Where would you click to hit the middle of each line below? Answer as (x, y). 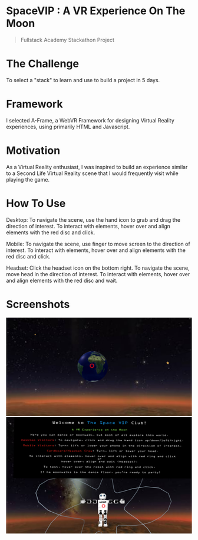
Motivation (33, 151)
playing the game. (28, 179)
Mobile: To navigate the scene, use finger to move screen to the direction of (98, 244)
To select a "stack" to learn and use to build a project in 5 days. (83, 80)
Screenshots (38, 304)
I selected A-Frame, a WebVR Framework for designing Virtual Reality (90, 120)
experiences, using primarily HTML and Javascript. (68, 127)
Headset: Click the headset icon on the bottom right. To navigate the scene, (98, 268)
